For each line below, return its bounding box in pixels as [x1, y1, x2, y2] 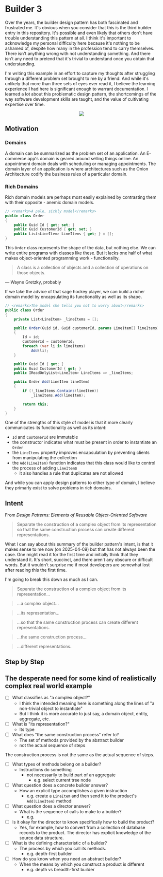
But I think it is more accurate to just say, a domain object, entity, [19, 710, 149, 716]
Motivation [5, 125, 39, 133]
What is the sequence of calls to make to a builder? [19, 808, 122, 814]
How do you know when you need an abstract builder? [12, 856, 121, 861]
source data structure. [19, 835, 64, 840]
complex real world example [5, 682, 92, 690]
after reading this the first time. [5, 567, 67, 573]
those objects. [16, 270, 46, 276]
